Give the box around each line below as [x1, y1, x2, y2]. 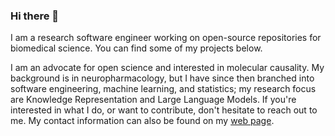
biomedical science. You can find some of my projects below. [10, 42, 263, 54]
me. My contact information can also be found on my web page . [10, 115, 275, 127]
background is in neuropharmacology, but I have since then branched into [10, 72, 315, 84]
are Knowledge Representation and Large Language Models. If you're [10, 94, 297, 106]
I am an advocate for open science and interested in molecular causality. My [10, 62, 325, 74]
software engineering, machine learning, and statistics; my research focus [10, 83, 317, 95]
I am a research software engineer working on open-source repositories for [10, 32, 322, 44]
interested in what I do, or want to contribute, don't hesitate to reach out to [10, 104, 318, 116]
